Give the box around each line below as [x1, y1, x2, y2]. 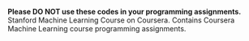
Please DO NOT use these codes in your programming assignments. [7, 7, 242, 16]
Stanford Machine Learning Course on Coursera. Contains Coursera [7, 15, 235, 25]
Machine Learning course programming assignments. [7, 24, 187, 33]
